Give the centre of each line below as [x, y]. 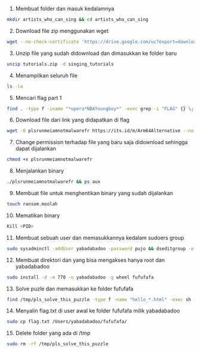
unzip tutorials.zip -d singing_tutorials [60, 64]
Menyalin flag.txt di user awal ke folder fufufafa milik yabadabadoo [98, 311]
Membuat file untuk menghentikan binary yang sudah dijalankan [94, 193]
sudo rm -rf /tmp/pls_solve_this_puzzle [58, 344]
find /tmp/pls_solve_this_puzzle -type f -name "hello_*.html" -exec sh [99, 299]
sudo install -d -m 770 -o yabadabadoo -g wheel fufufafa [80, 277]
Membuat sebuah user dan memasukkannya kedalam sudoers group [100, 238]
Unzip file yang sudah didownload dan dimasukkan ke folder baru [96, 53]
